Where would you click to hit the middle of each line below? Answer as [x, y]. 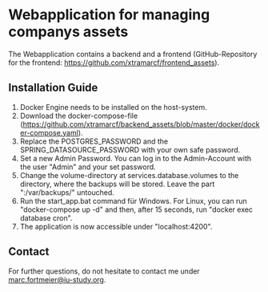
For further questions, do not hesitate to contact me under [104, 271]
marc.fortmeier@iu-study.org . [57, 279]
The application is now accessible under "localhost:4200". [116, 226]
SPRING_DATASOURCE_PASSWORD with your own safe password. [130, 149]
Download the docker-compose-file [79, 116]
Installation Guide [53, 88]
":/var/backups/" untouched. [67, 192]
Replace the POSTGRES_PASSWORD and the [94, 141]
